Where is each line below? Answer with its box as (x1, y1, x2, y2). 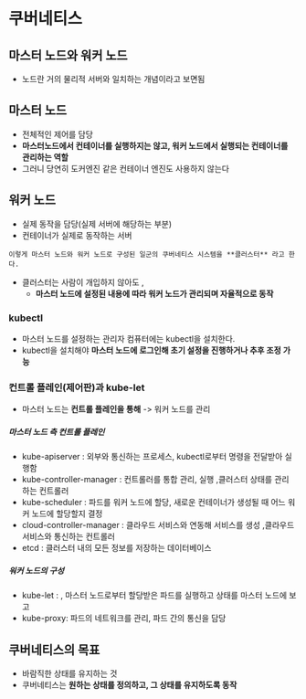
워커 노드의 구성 (8, 565, 65, 576)
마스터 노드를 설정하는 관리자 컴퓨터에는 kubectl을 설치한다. (21, 333, 236, 344)
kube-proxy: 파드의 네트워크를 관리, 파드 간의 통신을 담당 (21, 613, 227, 624)
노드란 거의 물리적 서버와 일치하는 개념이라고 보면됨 (21, 74, 206, 84)
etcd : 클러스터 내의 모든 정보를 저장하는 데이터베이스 (21, 543, 212, 554)
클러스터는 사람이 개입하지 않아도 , (21, 276, 144, 288)
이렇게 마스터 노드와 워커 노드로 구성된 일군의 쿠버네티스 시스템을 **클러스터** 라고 (8, 249, 285, 259)
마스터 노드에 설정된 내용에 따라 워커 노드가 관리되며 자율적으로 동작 (35, 288, 274, 299)
